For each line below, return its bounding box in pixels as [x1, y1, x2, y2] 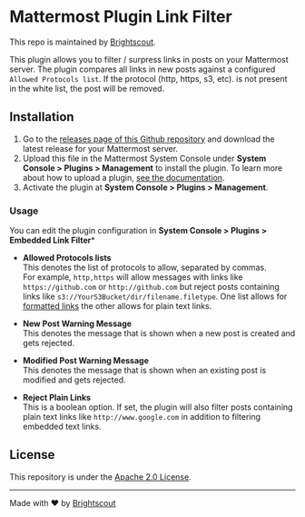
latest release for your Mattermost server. [22, 143, 179, 154]
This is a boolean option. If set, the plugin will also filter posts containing [22, 402, 293, 413]
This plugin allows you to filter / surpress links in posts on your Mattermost [9, 54, 289, 65]
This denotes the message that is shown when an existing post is [22, 365, 267, 376]
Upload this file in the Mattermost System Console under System [22, 153, 267, 164]
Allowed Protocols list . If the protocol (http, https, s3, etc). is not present [9, 73, 288, 84]
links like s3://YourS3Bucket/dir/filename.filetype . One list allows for [22, 291, 288, 302]
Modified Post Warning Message [22, 355, 150, 366]
